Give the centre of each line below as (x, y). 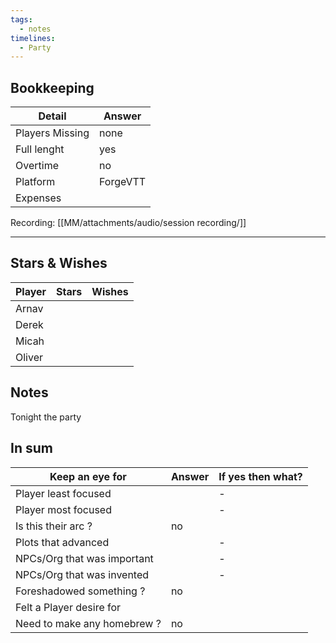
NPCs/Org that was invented (82, 574)
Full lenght (40, 149)
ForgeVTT (122, 182)
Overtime (37, 166)
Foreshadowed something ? (80, 591)
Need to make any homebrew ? (88, 623)
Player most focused (63, 509)
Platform (35, 182)
